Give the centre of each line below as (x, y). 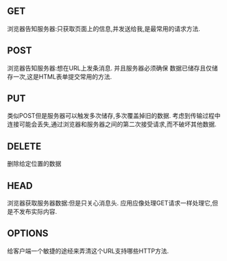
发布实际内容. (38, 212)
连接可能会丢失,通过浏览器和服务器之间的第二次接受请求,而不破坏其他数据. (112, 124)
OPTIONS (28, 233)
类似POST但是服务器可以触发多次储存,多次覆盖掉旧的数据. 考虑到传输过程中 (114, 116)
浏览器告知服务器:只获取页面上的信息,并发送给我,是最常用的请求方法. (104, 28)
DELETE (24, 146)
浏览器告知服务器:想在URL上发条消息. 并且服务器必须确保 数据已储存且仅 (110, 68)
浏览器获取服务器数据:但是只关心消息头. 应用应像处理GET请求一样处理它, (110, 203)
